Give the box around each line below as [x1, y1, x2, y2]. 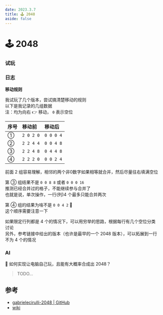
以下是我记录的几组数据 [5, 103, 52, 109]
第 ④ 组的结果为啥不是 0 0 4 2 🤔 [5, 202, 73, 208]
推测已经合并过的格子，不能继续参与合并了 [5, 185, 91, 191]
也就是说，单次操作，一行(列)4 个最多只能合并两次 [5, 191, 106, 197]
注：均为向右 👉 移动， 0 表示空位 [5, 109, 73, 115]
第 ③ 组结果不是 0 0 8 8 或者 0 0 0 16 [5, 179, 84, 185]
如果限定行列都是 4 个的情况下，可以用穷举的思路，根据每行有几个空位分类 [5, 218, 156, 224]
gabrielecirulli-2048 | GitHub [12, 299, 70, 305]
